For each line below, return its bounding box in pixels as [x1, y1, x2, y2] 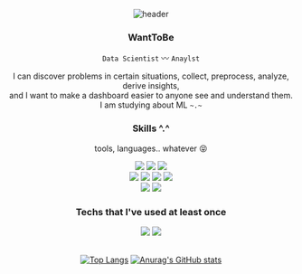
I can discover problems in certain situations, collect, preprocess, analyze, [12, 71, 290, 81]
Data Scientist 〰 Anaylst [101, 52, 201, 63]
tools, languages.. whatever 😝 [94, 143, 208, 154]
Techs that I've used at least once [75, 205, 227, 218]
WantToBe [127, 31, 175, 43]
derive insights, [122, 80, 180, 91]
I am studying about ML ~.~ [99, 99, 203, 110]
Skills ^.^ [132, 122, 170, 135]
